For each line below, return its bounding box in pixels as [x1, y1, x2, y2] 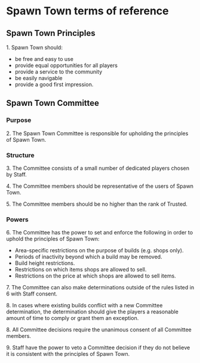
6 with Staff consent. [6, 290, 58, 297]
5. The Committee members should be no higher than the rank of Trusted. [6, 200, 188, 208]
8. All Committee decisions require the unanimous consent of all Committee [6, 326, 192, 333]
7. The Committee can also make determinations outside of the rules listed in [6, 284, 195, 291]
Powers [6, 215, 29, 224]
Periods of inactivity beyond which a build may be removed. [14, 253, 162, 261]
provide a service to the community [14, 68, 103, 75]
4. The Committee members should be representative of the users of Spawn [6, 182, 194, 190]
